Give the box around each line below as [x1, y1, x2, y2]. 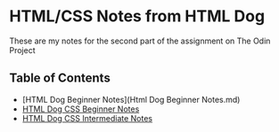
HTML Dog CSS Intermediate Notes [21, 113, 153, 123]
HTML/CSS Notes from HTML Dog [9, 6, 266, 27]
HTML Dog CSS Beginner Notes [21, 104, 140, 114]
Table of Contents [9, 71, 111, 86]
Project [9, 44, 36, 55]
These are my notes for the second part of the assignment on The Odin [9, 35, 271, 46]
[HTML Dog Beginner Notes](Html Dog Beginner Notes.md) [21, 94, 241, 105]
